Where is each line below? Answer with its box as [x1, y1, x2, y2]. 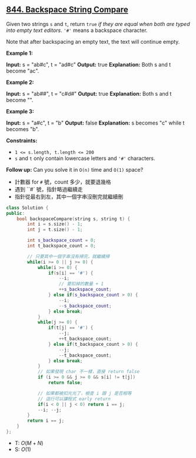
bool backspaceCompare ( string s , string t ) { [16, 215, 131, 222]
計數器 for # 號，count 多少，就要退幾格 [14, 178, 111, 185]
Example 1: [6, 50, 34, 57]
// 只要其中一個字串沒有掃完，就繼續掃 [27, 253, 110, 259]
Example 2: [6, 78, 34, 86]
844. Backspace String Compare [6, 5, 128, 15]
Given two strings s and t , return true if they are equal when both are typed [6, 20, 190, 27]
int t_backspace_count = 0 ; [27, 243, 96, 249]
